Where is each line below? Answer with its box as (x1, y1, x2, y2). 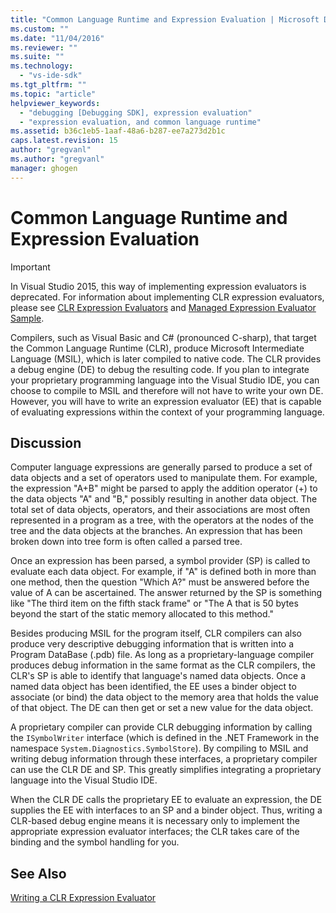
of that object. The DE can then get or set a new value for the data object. (10, 702, 314, 714)
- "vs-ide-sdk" (19, 71, 83, 81)
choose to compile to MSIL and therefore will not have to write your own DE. (10, 384, 324, 396)
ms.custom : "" (10, 24, 70, 34)
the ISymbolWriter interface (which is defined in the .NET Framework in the (10, 732, 320, 744)
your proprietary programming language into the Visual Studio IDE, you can (10, 374, 320, 386)
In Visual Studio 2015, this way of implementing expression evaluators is (10, 280, 307, 292)
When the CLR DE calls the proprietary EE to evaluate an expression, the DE (10, 794, 323, 806)
